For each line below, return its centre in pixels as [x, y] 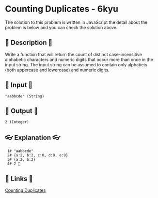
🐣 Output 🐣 [22, 111]
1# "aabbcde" [20, 151]
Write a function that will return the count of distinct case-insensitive [73, 54]
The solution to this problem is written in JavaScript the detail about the [76, 22]
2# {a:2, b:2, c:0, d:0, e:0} [38, 155]
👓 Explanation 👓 [33, 137]
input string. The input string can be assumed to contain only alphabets [76, 64]
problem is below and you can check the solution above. [61, 27]
